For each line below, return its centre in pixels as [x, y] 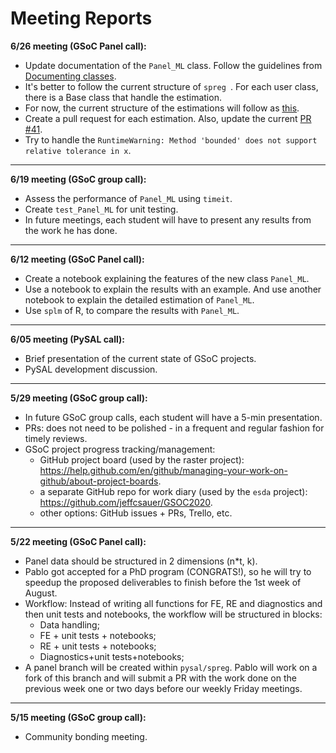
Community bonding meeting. [86, 736]
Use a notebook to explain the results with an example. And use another [173, 289]
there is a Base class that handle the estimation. [123, 97]
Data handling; [69, 624]
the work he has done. [71, 230]
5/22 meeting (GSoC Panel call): [78, 541]
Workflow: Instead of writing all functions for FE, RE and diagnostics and [173, 603]
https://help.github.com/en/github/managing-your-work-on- [163, 470]
